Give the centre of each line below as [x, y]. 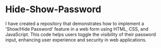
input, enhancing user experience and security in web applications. [76, 40]
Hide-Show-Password [53, 9]
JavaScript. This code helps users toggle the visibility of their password [81, 34]
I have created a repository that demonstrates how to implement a [75, 23]
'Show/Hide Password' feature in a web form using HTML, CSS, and [77, 29]
